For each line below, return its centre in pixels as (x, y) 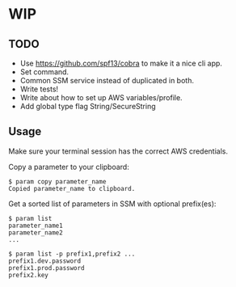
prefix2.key (28, 275)
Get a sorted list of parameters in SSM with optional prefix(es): (112, 204)
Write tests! (39, 89)
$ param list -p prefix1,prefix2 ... (72, 254)
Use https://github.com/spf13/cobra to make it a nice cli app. (121, 63)
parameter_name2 (36, 232)
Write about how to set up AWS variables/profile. (101, 97)
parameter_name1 (36, 226)
